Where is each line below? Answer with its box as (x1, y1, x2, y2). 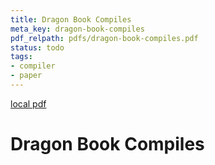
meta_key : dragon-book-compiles (10, 24, 145, 34)
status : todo (10, 42, 65, 53)
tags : (10, 52, 33, 62)
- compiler (10, 61, 56, 71)
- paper (10, 71, 43, 81)
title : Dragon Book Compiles (10, 14, 132, 25)
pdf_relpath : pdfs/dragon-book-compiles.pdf (10, 33, 199, 43)
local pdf (10, 97, 47, 110)
